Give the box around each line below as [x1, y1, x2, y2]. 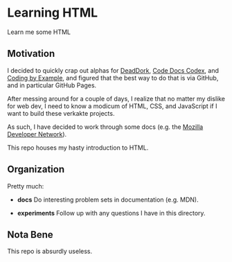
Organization [7, 164, 64, 175]
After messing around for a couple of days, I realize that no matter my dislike [7, 94, 225, 103]
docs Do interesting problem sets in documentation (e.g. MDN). [17, 195, 199, 204]
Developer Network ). [7, 130, 67, 138]
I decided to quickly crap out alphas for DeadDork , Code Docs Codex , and [7, 66, 220, 74]
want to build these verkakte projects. [7, 109, 115, 117]
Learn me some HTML [7, 28, 71, 36]
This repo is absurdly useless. [7, 247, 93, 256]
